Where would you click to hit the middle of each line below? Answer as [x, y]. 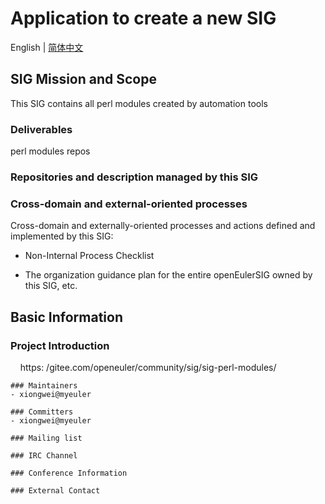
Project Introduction [60, 345]
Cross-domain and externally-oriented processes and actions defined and [163, 226]
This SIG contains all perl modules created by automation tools [139, 103]
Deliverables [41, 129]
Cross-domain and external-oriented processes [129, 204]
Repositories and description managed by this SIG [134, 177]
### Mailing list [46, 438]
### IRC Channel [44, 455]
